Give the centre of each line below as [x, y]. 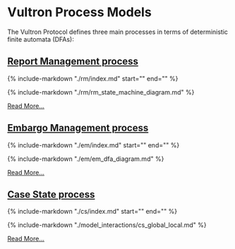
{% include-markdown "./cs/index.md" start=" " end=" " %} [92, 212]
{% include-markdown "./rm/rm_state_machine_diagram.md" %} [101, 92]
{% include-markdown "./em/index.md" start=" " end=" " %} [94, 145]
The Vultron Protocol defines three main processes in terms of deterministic [117, 32]
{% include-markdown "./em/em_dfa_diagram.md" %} [86, 159]
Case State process [51, 194]
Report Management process [73, 62]
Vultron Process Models [79, 12]
